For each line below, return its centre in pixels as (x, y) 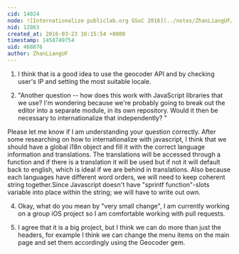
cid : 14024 (23, 14)
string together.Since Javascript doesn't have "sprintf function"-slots (108, 184)
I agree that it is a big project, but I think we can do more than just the (119, 227)
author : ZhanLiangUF (38, 54)
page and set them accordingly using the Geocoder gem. (101, 242)
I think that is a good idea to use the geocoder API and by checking (116, 74)
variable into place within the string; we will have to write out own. (104, 192)
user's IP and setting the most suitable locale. (84, 81)
